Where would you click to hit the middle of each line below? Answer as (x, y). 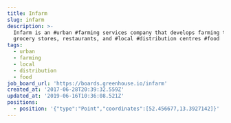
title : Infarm (27, 13)
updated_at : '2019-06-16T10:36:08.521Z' (66, 96)
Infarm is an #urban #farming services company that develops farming (117, 32)
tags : (15, 45)
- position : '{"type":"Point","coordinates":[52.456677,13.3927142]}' (117, 109)
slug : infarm (26, 20)
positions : (23, 102)
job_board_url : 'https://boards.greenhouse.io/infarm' (87, 83)
